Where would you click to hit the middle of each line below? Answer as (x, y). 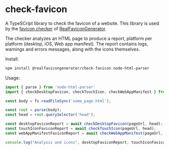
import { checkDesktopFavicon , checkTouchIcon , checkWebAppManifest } (81, 92)
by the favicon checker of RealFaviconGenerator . (56, 28)
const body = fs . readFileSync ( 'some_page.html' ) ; (58, 101)
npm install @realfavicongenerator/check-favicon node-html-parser (77, 68)
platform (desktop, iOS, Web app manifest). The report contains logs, (77, 43)
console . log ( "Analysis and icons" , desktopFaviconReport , (67, 142)
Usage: (13, 78)
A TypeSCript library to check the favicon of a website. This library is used (82, 23)
